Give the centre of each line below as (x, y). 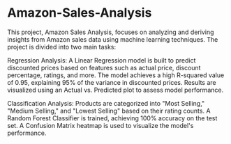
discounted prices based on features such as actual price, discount (104, 67)
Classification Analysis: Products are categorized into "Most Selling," (106, 103)
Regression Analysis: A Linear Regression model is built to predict (102, 60)
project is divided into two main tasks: (62, 47)
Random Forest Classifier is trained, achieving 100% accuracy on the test (112, 118)
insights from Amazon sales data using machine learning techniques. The (113, 39)
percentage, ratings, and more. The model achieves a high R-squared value (116, 75)
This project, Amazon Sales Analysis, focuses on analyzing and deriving (111, 32)
